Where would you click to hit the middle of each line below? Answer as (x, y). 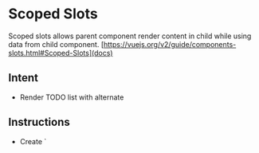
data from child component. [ (56, 44)
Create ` (33, 141)
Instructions (39, 122)
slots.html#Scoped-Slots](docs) (61, 53)
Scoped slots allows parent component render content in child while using (130, 36)
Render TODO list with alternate (72, 97)
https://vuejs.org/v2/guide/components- (170, 44)
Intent (23, 78)
